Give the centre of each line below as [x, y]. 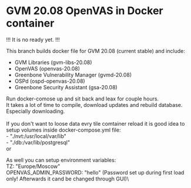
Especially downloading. [36, 111]
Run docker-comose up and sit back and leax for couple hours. [83, 99]
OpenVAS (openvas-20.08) [47, 68]
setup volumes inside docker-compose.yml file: [63, 130]
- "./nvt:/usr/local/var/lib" [36, 136]
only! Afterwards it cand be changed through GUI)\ [68, 179]
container [30, 23]
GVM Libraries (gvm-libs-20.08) [53, 62]
